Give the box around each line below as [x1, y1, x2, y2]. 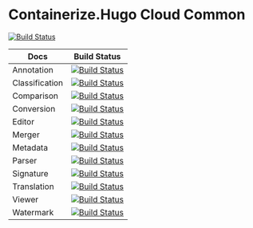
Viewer [12, 194, 39, 205]
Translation [12, 181, 54, 192]
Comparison [12, 90, 58, 101]
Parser [12, 155, 38, 166]
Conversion [12, 103, 56, 114]
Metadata [12, 142, 49, 153]
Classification [12, 77, 64, 88]
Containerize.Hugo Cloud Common [8, 6, 246, 24]
